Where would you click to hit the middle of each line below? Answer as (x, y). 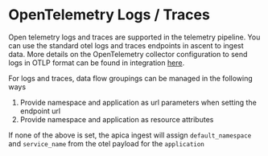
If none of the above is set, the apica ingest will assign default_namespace (130, 135)
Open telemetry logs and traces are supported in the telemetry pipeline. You (134, 37)
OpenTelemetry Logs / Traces (109, 15)
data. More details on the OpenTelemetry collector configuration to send (128, 54)
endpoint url (40, 111)
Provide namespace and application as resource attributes (117, 119)
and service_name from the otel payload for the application (107, 143)
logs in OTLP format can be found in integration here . (97, 63)
